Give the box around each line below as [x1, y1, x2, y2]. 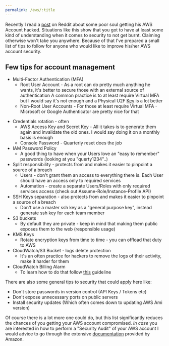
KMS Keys [12, 232, 34, 238]
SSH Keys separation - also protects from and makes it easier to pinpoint [12, 194, 164, 200]
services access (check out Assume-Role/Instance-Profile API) [20, 188, 151, 195]
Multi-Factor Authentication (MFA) [12, 76, 84, 83]
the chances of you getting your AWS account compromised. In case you [5, 320, 157, 326]
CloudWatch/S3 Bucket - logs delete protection [12, 248, 111, 254]
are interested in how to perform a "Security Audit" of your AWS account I [5, 325, 159, 332]
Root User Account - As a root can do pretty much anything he [20, 82, 150, 88]
